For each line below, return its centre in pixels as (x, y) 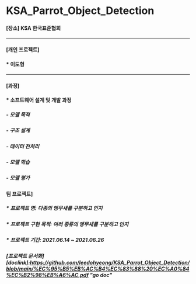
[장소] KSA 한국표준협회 (34, 28)
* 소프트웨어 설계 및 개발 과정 (39, 100)
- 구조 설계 (18, 130)
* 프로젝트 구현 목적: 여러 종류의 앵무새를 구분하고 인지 (67, 224)
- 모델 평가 (18, 178)
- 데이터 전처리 (23, 146)
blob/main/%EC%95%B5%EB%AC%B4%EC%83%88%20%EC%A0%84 (98, 269)
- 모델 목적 (18, 115)
